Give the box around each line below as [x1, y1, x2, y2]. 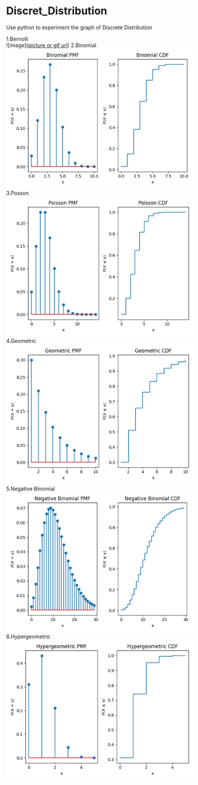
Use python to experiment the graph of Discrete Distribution [6, 24, 153, 31]
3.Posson [6, 189, 30, 197]
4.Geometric [6, 337, 37, 344]
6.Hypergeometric [6, 633, 51, 640]
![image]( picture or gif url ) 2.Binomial [6, 42, 97, 49]
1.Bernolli [6, 35, 28, 42]
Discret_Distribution [6, 4, 108, 18]
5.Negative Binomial [6, 485, 55, 492]
